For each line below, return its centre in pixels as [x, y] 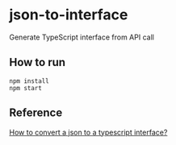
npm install [29, 81]
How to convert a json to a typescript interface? [88, 132]
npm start [26, 88]
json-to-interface [69, 15]
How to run [38, 62]
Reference [36, 113]
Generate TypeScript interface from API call [82, 37]
